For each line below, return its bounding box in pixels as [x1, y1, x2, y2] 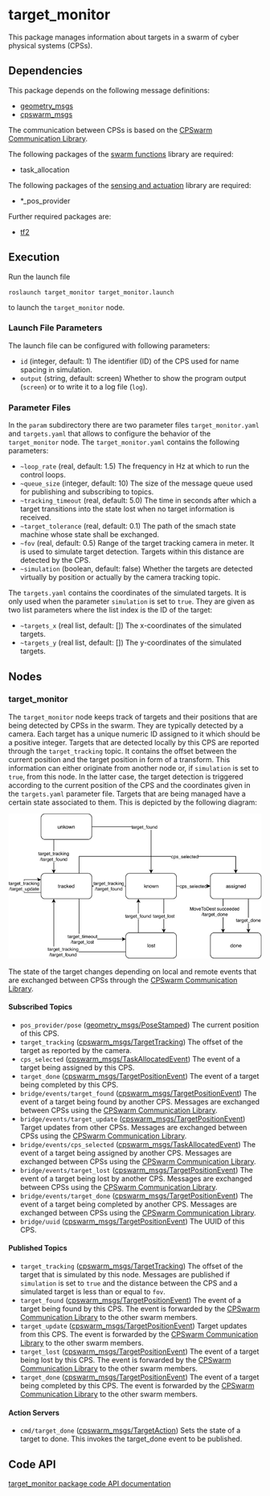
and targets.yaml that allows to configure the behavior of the [8, 428, 211, 439]
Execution [8, 251, 60, 264]
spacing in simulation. [19, 364, 92, 375]
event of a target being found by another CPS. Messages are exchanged [19, 1096, 260, 1106]
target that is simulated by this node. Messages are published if [19, 1269, 231, 1279]
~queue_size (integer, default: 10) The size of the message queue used [19, 478, 253, 488]
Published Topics [8, 1244, 67, 1253]
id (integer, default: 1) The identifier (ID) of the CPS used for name [19, 356, 239, 366]
